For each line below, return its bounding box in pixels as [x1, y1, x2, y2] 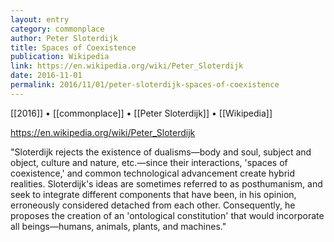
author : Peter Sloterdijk [10, 33, 118, 43]
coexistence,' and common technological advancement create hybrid [10, 167, 296, 179]
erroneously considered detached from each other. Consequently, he [10, 199, 296, 211]
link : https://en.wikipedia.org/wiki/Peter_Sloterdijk [10, 61, 244, 71]
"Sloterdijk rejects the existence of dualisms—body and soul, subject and [10, 146, 312, 158]
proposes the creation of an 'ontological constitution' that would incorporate [10, 209, 325, 221]
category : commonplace [10, 24, 105, 34]
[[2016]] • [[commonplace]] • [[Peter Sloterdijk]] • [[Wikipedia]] [10, 107, 273, 119]
